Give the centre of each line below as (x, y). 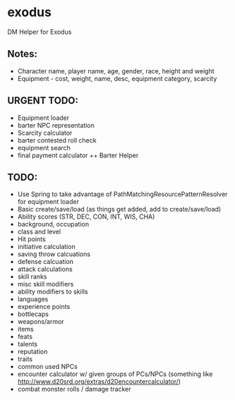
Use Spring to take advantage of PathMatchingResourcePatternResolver (122, 194)
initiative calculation (46, 247)
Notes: (22, 54)
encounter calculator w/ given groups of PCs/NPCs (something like (115, 374)
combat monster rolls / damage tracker (74, 389)
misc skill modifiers (46, 284)
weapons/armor (41, 322)
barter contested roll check (57, 140)
